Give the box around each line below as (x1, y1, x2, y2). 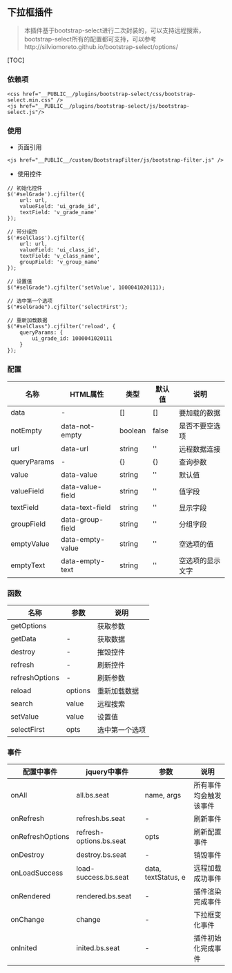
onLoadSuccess (10, 868, 64, 878)
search (10, 699, 33, 708)
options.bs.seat (75, 836, 126, 846)
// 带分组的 (7, 229, 38, 236)
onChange (10, 915, 45, 925)
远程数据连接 (178, 444, 221, 454)
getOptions (10, 621, 47, 630)
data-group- (61, 514, 104, 524)
